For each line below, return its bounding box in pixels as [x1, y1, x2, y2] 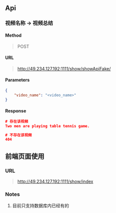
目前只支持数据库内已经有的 [12, 203, 69, 209]
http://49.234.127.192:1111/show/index [17, 178, 93, 184]
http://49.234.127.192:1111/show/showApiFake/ [17, 65, 111, 71]
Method [5, 32, 22, 38]
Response [5, 108, 26, 114]
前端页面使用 [5, 152, 45, 160]
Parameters [5, 77, 30, 83]
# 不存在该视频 [5, 132, 32, 138]
